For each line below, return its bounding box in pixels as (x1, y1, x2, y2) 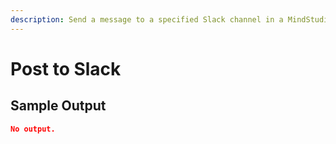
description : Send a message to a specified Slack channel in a (10, 14, 284, 25)
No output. (10, 124, 56, 134)
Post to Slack (10, 57, 122, 80)
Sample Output (10, 97, 107, 115)
